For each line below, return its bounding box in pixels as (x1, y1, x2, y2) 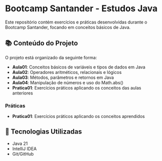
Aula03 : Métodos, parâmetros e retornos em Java (12, 74, 114, 80)
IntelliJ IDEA (12, 145, 37, 152)
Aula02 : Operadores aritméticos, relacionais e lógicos (12, 69, 122, 75)
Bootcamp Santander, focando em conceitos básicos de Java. (5, 24, 131, 30)
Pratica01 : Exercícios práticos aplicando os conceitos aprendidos (12, 114, 145, 119)
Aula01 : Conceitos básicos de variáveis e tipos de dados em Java (12, 64, 146, 70)
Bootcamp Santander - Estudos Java (5, 3, 158, 14)
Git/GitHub (12, 151, 34, 157)
